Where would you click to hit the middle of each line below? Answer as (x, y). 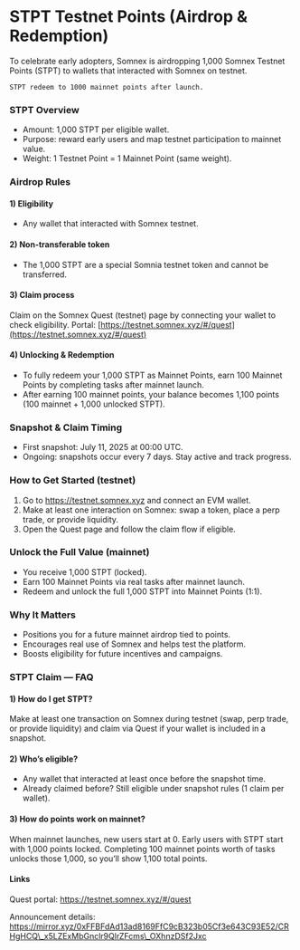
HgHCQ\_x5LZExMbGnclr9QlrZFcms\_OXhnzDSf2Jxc (108, 936)
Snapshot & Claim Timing (66, 427)
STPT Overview (44, 110)
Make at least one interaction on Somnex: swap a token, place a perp (151, 510)
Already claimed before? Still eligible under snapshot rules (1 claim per (153, 789)
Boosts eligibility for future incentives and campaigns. (122, 654)
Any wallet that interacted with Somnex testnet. (110, 224)
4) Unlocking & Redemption (62, 355)
